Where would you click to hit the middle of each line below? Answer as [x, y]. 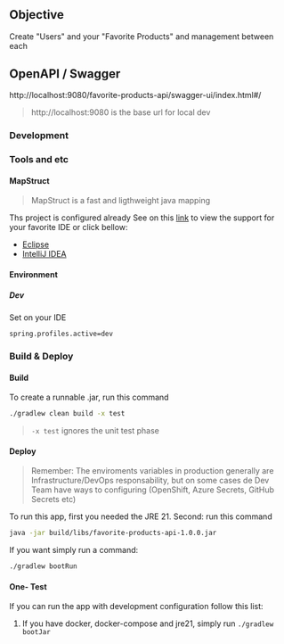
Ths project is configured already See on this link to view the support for [142, 218]
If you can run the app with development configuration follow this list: [137, 607]
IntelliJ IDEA [44, 254]
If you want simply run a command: [74, 550]
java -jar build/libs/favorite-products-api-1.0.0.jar [113, 533]
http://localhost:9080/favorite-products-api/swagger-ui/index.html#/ [135, 95]
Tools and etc [39, 160]
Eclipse [36, 244]
